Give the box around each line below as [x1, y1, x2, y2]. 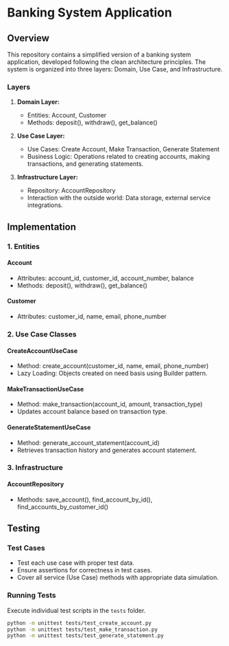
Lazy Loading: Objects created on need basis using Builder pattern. [16, 369, 208, 378]
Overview [7, 32, 50, 44]
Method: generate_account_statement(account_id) [16, 438, 160, 446]
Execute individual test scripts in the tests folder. [7, 606, 146, 614]
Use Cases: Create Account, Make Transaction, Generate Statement [27, 145, 220, 153]
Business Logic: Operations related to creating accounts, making [27, 153, 210, 161]
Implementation [7, 221, 77, 233]
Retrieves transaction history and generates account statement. [16, 446, 197, 454]
